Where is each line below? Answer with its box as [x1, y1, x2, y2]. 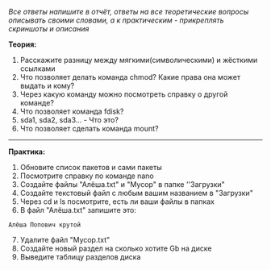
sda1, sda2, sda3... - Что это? [19, 115, 119, 124]
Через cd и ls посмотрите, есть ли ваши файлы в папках [19, 197, 215, 206]
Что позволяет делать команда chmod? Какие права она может [19, 73, 240, 81]
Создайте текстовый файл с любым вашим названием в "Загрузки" [19, 189, 254, 197]
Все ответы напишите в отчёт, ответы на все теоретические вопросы [8, 7, 249, 16]
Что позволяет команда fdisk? [19, 106, 124, 116]
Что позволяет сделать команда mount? [19, 124, 159, 133]
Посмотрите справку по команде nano [19, 171, 155, 181]
